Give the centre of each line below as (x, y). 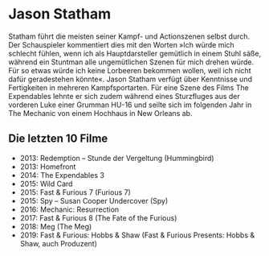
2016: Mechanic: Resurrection (69, 209)
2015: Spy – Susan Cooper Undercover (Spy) (94, 200)
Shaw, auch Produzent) (59, 243)
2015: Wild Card (46, 184)
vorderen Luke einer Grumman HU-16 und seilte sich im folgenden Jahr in (130, 105)
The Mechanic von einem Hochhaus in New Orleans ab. (100, 113)
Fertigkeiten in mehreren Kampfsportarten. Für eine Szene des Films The (128, 87)
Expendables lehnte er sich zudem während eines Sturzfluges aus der (124, 96)
